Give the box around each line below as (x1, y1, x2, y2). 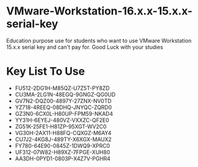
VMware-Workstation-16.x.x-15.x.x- (6, 4, 193, 18)
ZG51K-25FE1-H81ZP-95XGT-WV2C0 (14, 122, 107, 130)
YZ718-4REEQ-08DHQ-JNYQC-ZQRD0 (14, 104, 112, 111)
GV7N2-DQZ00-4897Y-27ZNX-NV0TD (14, 97, 112, 104)
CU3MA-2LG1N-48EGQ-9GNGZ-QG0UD (14, 90, 116, 98)
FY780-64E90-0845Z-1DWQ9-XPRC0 (14, 142, 110, 149)
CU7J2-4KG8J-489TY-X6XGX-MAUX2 (14, 136, 112, 143)
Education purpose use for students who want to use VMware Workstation (6, 37, 192, 44)
